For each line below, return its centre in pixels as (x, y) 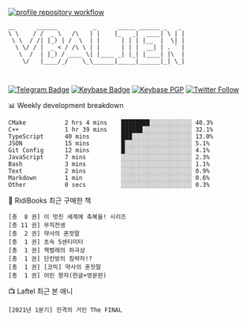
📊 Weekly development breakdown (66, 105)
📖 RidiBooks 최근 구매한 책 (50, 200)
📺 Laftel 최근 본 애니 (41, 291)
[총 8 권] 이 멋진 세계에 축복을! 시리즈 (67, 217)
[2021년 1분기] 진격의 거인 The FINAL (65, 310)
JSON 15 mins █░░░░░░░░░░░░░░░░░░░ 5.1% (109, 144)
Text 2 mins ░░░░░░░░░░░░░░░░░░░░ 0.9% (109, 171)
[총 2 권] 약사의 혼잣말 (44, 233)
